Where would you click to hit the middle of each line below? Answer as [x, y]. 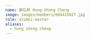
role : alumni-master [27, 19]
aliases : [14, 24]
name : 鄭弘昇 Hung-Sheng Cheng [37, 10]
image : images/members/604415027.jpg [45, 15]
